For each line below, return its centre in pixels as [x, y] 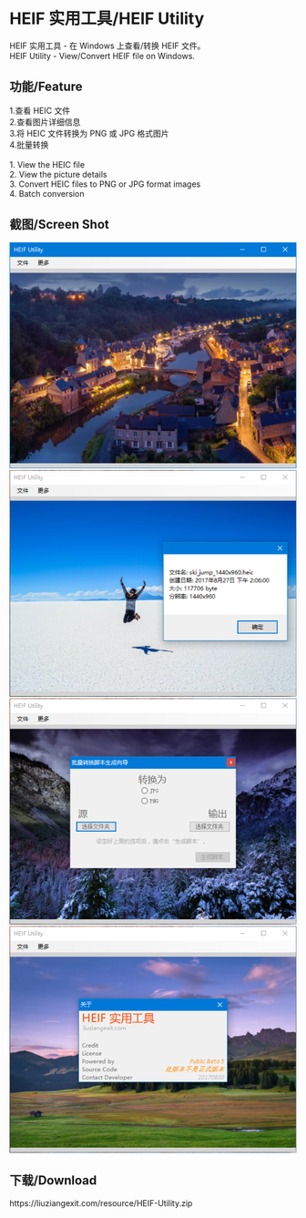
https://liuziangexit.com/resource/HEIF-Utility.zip [101, 1203]
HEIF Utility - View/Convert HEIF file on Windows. [102, 56]
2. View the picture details [58, 174]
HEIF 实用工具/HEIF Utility [107, 19]
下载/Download [53, 1181]
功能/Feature [46, 87]
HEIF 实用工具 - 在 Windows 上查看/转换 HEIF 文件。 [107, 46]
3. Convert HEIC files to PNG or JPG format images [105, 184]
